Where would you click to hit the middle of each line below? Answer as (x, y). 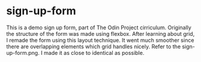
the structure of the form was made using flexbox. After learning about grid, (101, 33)
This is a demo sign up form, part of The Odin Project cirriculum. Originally (99, 27)
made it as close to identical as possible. (94, 52)
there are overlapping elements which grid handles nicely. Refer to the (94, 46)
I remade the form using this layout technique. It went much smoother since (100, 40)
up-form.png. (23, 52)
